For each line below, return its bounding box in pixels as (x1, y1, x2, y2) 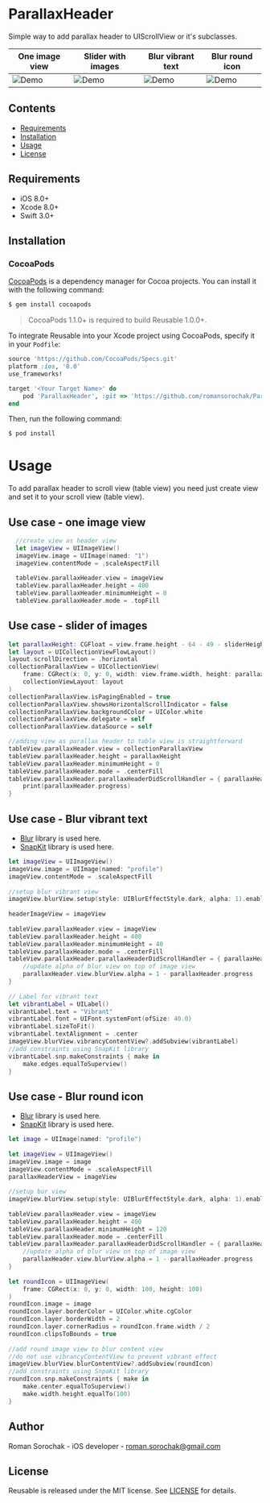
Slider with (84, 50, 126, 61)
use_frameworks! (8, 370, 63, 378)
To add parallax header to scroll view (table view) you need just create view (8, 484, 259, 493)
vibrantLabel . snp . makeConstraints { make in (8, 1053, 160, 1061)
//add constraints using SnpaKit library (8, 1368, 149, 1376)
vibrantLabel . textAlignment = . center (8, 1030, 138, 1038)
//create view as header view (15, 537, 117, 545)
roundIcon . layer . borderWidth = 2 (8, 1315, 121, 1323)
